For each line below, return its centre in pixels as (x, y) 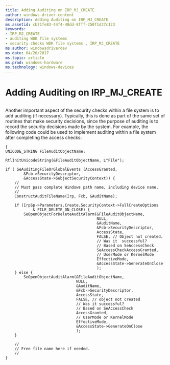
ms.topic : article (25, 58)
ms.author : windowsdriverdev (36, 48)
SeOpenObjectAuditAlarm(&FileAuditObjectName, (74, 277)
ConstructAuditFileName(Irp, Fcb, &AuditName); (66, 196)
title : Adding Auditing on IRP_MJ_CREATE (50, 10)
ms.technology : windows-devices (40, 67)
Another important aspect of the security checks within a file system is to (82, 110)
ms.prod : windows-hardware (34, 63)
